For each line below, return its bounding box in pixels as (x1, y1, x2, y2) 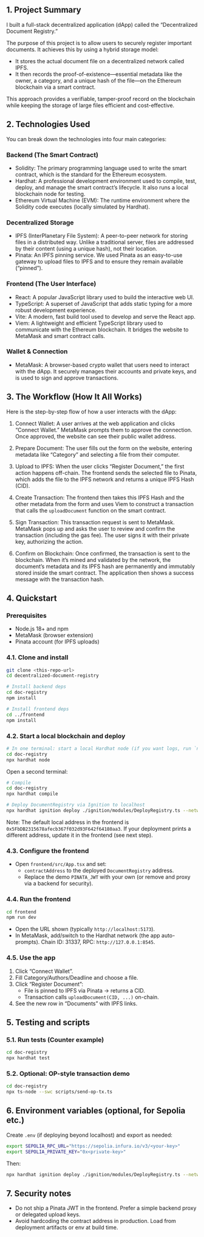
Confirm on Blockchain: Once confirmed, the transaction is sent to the (15, 550, 191, 557)
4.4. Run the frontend (6, 895, 71, 904)
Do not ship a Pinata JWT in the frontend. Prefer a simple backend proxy (15, 1204, 197, 1212)
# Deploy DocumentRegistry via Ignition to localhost (6, 802, 146, 808)
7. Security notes (6, 1188, 72, 1199)
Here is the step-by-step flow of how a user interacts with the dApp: (6, 407, 177, 415)
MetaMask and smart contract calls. (15, 332, 105, 339)
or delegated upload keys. (15, 1211, 81, 1218)
